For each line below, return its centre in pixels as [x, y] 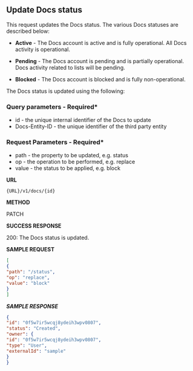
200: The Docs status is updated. [48, 238]
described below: [28, 31]
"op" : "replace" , [28, 278]
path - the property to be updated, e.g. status [72, 155]
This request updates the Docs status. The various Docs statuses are [92, 24]
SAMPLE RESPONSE [32, 306]
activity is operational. [43, 49]
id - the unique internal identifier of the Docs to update [83, 120]
